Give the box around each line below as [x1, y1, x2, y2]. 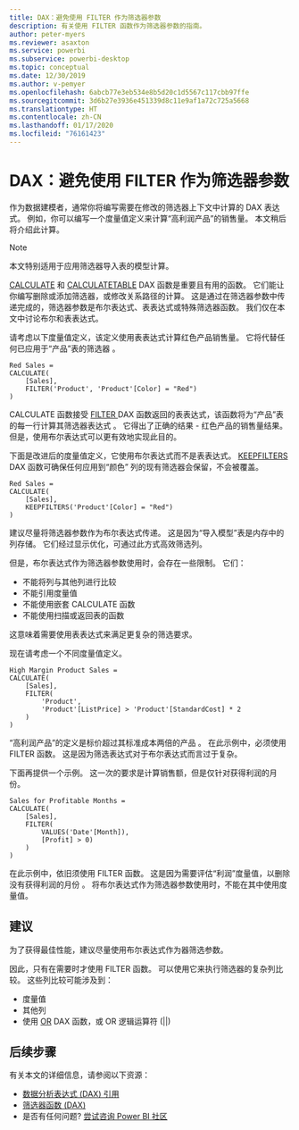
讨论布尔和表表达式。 [24, 313, 104, 323]
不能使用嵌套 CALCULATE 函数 [21, 598, 136, 609]
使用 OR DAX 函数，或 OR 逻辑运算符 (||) [21, 1016, 171, 1026]
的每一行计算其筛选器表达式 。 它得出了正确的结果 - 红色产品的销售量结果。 [9, 420, 288, 431]
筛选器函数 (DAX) [21, 1100, 87, 1110]
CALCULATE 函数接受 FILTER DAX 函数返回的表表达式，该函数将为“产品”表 [9, 408, 284, 420]
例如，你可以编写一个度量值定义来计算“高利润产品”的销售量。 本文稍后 [26, 213, 287, 223]
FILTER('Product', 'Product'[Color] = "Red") [25, 384, 198, 393]
